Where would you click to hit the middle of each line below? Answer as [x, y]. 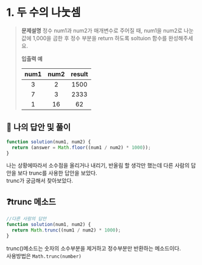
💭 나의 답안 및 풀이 [39, 128]
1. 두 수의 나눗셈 [44, 12]
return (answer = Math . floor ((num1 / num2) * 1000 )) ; [81, 147]
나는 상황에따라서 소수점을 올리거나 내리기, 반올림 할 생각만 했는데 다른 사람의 [98, 166]
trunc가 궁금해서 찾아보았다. [40, 181]
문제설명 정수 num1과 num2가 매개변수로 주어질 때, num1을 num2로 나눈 [107, 30]
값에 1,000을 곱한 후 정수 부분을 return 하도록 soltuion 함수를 [94, 38]
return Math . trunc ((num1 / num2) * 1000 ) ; [66, 230]
